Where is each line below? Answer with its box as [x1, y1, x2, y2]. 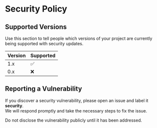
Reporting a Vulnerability [5, 85, 82, 93]
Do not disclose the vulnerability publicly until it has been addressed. [5, 117, 143, 123]
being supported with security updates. [5, 41, 84, 47]
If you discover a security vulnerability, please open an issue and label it [5, 97, 149, 103]
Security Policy [5, 3, 68, 15]
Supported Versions [5, 23, 67, 31]
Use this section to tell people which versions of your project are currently [5, 35, 153, 41]
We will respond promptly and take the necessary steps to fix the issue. [5, 108, 147, 113]
